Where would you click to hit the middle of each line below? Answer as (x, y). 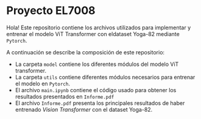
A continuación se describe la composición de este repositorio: (86, 52)
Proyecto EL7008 (51, 11)
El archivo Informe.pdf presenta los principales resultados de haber (100, 103)
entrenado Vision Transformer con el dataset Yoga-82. (84, 109)
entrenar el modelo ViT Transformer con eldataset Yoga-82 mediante (93, 34)
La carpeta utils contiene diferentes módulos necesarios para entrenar (105, 77)
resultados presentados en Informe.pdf (65, 96)
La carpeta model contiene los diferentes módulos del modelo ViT (97, 64)
